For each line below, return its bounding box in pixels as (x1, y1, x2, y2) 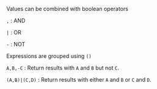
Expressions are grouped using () (6, 52, 92, 60)
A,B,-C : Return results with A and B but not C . (6, 64, 119, 71)
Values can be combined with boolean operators (6, 5, 128, 12)
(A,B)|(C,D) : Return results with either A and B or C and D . (6, 76, 152, 83)
